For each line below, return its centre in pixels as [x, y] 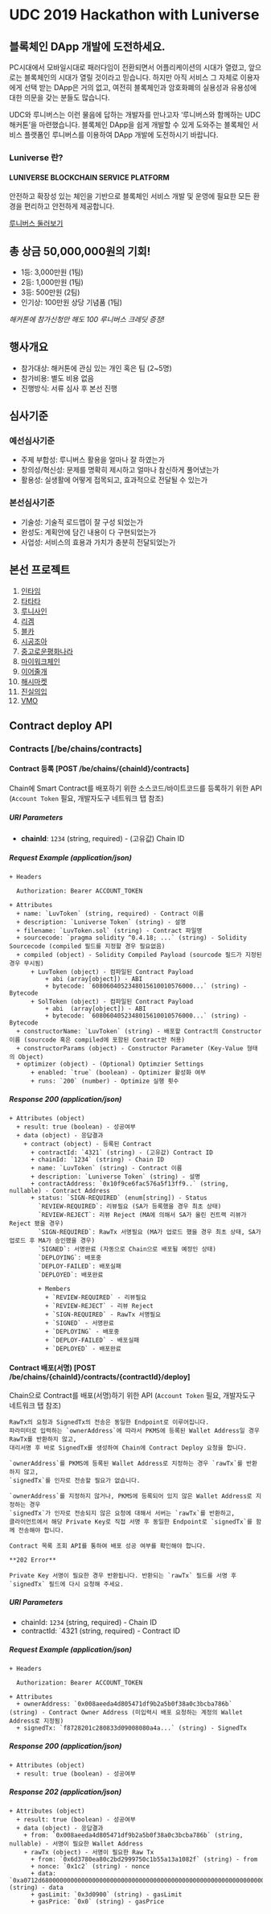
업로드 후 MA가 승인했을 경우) [52, 1240]
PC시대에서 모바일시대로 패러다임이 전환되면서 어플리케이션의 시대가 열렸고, [128, 67]
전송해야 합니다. [41, 1531]
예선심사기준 [32, 441]
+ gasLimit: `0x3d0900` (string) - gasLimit [106, 1895]
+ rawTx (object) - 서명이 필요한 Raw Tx [89, 1853]
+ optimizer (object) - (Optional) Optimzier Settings [110, 1064]
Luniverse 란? [36, 157]
